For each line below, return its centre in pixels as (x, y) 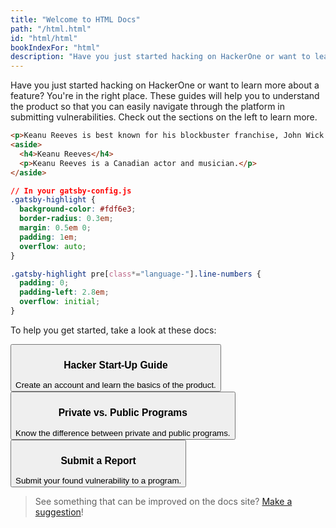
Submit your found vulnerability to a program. (98, 481)
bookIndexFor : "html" (55, 47)
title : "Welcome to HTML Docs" (75, 19)
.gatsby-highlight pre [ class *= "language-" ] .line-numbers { (136, 274)
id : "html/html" (44, 38)
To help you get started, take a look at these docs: (113, 330)
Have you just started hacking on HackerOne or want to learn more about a (165, 85)
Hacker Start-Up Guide (115, 365)
